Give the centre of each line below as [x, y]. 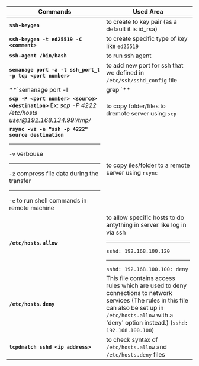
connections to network [139, 293]
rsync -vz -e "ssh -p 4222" [49, 129]
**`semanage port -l [38, 90]
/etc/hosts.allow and [137, 347]
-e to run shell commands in [48, 200]
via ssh [116, 232]
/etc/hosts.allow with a [140, 315]
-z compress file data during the [54, 173]
